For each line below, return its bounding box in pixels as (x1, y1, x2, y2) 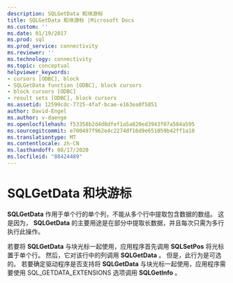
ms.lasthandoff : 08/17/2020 (7, 147, 89, 154)
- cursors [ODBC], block (7, 75, 80, 82)
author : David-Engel (7, 108, 68, 115)
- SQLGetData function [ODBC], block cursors (7, 82, 142, 89)
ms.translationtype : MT (7, 133, 77, 140)
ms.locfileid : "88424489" (7, 153, 82, 161)
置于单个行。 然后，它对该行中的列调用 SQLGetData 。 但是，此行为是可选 (7, 251, 222, 259)
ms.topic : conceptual (7, 62, 70, 69)
